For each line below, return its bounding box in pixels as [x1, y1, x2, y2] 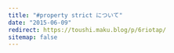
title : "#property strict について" [8, 11, 123, 19]
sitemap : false [8, 33, 58, 41]
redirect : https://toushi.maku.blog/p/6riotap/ [8, 26, 167, 34]
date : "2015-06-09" [8, 19, 72, 26]
